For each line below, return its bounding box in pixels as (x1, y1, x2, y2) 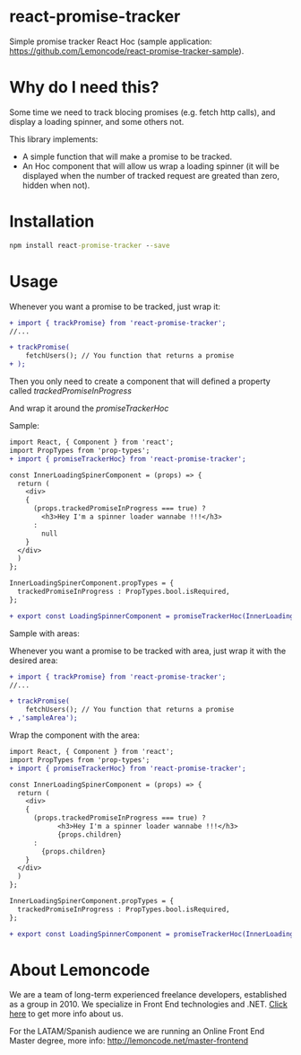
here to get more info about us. (9, 1008, 124, 1019)
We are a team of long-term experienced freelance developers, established (9, 989, 288, 1000)
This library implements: (9, 133, 99, 145)
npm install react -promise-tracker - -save (9, 241, 170, 250)
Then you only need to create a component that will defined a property (9, 376, 271, 386)
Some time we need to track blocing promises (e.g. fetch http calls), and (9, 106, 276, 118)
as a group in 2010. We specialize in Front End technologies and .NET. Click (9, 999, 288, 1010)
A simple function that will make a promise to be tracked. (21, 151, 233, 162)
